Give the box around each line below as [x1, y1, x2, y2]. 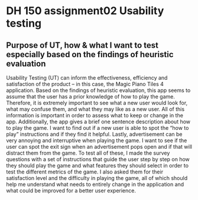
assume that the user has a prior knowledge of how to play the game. [6, 93, 176, 100]
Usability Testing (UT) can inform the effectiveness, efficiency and [6, 74, 168, 81]
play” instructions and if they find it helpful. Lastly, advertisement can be [6, 131, 183, 137]
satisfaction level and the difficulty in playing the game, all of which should [6, 175, 188, 181]
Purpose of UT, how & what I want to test [6, 40, 158, 50]
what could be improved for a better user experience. [6, 187, 136, 194]
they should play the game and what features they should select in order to [6, 162, 189, 169]
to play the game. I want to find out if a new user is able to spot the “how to [6, 124, 189, 131]
